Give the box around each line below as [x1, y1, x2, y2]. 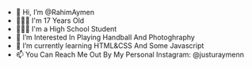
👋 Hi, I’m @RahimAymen [15, 8, 95, 17]
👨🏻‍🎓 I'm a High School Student [15, 24, 117, 33]
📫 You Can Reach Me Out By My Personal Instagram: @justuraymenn [15, 50, 244, 59]
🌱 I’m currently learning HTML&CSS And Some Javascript [15, 41, 204, 50]
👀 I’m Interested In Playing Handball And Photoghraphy [15, 32, 196, 42]
